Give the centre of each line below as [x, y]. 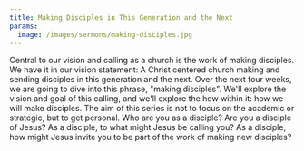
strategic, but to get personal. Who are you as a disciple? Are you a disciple [151, 118]
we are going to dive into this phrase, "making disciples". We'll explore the [148, 89]
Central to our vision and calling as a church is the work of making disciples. [152, 61]
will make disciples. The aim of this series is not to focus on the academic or [152, 109]
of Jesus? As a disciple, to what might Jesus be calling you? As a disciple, [148, 127]
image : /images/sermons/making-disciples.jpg [105, 34]
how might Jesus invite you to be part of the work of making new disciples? [151, 137]
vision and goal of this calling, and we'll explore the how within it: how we [147, 99]
